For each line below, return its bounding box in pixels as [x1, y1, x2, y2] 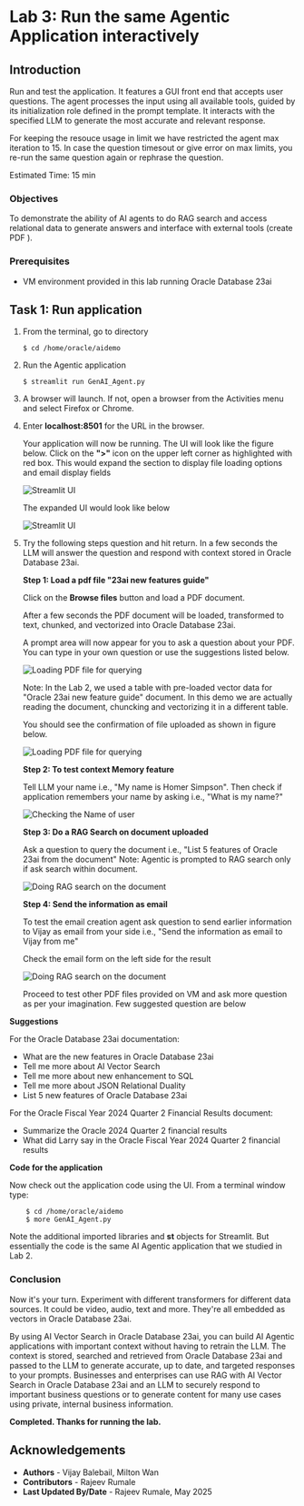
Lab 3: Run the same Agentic [9, 6, 230, 27]
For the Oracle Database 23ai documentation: [9, 1034, 180, 1045]
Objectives [9, 192, 59, 205]
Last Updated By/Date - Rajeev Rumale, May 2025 [22, 1486, 213, 1497]
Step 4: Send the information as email [22, 899, 168, 910]
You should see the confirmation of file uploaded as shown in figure [22, 719, 277, 730]
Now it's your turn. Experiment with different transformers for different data [9, 1294, 291, 1305]
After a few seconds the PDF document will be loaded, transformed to [22, 610, 284, 621]
